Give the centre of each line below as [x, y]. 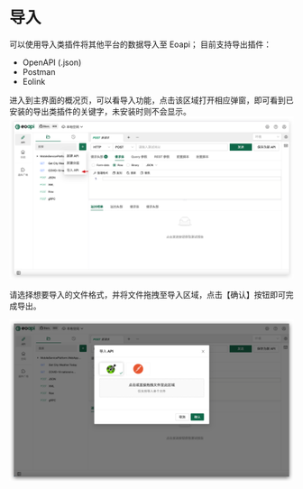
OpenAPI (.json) [52, 62]
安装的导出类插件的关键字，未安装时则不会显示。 [100, 111]
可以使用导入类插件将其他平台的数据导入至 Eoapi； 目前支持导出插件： [141, 44]
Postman [39, 71]
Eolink [34, 81]
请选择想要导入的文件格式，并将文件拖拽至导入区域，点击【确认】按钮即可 [147, 294]
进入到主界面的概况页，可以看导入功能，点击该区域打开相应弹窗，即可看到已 [151, 100]
